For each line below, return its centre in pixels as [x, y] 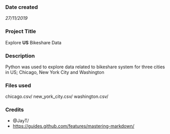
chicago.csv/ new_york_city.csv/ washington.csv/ [57, 97]
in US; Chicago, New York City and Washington [55, 72]
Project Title [21, 32]
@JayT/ [21, 121]
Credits [15, 110]
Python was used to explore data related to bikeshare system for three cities [85, 67]
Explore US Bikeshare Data [34, 42]
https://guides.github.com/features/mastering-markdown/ [74, 126]
